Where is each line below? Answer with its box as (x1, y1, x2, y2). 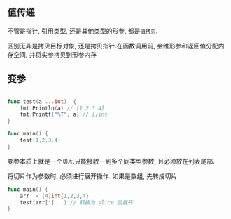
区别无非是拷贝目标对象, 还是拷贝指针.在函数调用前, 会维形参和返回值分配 (7, 41, 218, 50)
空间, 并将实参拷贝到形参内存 (13, 50, 97, 58)
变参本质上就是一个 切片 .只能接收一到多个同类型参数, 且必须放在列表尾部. (7, 157, 215, 165)
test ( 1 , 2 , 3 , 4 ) (20, 137, 61, 144)
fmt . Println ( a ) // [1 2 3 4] (20, 105, 105, 112)
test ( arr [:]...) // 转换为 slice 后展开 (20, 199, 133, 206)
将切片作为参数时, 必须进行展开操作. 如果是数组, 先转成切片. (7, 171, 179, 180)
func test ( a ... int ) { (7, 98, 77, 105)
